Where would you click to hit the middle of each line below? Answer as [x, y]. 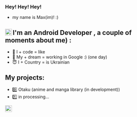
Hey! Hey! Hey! [23, 7]
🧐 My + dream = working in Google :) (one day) [60, 57]
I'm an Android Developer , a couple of [72, 33]
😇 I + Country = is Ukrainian [41, 62]
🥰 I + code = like [29, 52]
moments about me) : [38, 40]
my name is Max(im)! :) [35, 17]
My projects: [25, 77]
